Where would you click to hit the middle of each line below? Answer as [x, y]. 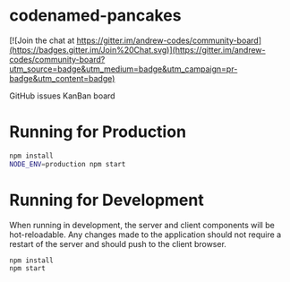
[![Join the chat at [42, 40]
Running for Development [107, 200]
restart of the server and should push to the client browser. [118, 244]
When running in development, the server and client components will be [142, 225]
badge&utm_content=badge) [62, 78]
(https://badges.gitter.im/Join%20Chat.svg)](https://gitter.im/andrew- [137, 49]
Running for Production [98, 132]
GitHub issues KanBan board [62, 96]
